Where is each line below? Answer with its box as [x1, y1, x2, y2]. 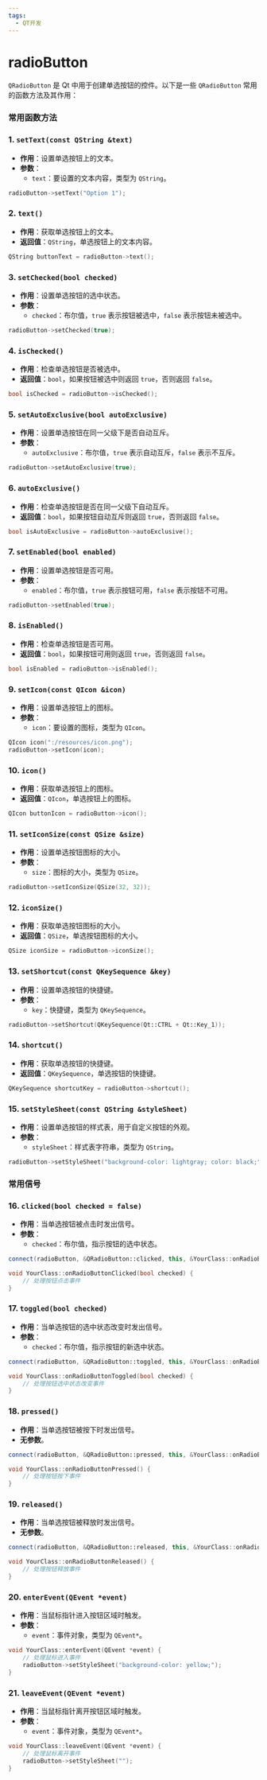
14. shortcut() [8, 1040, 64, 1051]
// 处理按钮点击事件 [22, 1277, 81, 1284]
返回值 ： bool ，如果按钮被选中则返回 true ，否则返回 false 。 [19, 375, 217, 384]
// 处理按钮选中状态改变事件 [22, 1379, 105, 1388]
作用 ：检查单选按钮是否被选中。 [19, 364, 125, 374]
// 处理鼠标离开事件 [22, 1749, 81, 1758]
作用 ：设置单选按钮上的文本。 [19, 153, 118, 163]
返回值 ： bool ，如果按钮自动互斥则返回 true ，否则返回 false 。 [19, 511, 224, 521]
